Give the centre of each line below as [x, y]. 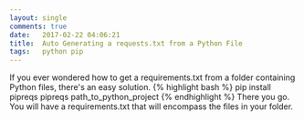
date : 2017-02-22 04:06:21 [65, 35]
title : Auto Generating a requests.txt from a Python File [126, 43]
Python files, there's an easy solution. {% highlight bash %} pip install [140, 87]
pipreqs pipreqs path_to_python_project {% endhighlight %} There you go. [150, 97]
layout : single [38, 18]
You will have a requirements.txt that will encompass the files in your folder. [152, 106]
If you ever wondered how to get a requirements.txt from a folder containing [152, 77]
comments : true [38, 26]
